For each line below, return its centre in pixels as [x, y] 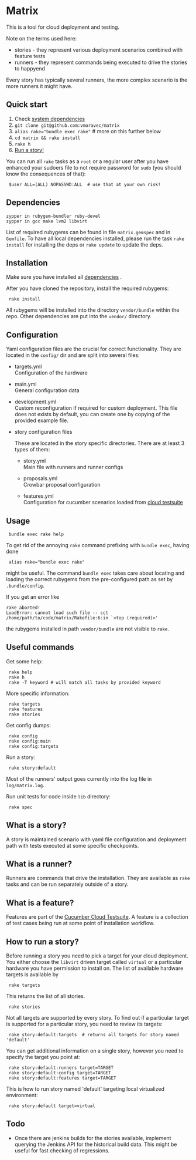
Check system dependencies [50, 119]
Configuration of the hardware [51, 373]
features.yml [38, 496]
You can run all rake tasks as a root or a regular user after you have [87, 161]
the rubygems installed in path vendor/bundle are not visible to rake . [88, 629]
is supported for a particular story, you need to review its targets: [84, 1024]
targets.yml [28, 367]
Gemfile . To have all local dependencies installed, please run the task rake [95, 238]
